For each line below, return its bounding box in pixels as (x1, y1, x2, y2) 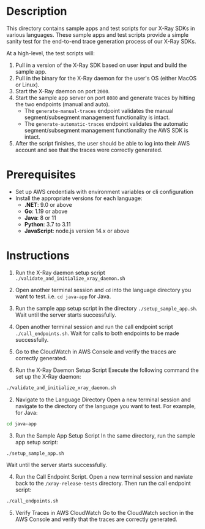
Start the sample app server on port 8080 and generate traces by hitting (15, 94, 195, 101)
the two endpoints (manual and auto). (15, 100, 110, 108)
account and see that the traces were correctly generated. (15, 146, 163, 153)
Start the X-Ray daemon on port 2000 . (15, 87, 110, 95)
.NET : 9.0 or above (24, 201, 72, 208)
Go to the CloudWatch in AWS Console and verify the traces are (15, 348, 176, 355)
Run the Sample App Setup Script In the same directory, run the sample (15, 431, 196, 439)
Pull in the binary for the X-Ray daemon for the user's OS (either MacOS (15, 74, 197, 82)
